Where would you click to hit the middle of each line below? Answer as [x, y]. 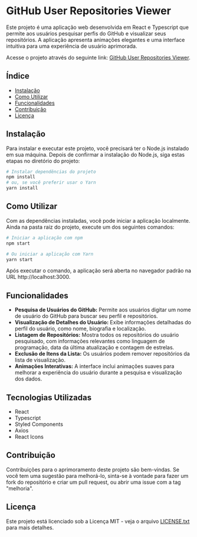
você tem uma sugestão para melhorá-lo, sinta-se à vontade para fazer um [97, 476]
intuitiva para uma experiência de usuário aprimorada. [72, 46]
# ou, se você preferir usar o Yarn [51, 183]
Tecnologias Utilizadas [49, 397]
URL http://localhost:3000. [38, 277]
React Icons [29, 437]
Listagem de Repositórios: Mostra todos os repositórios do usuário [97, 335]
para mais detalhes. [30, 528]
